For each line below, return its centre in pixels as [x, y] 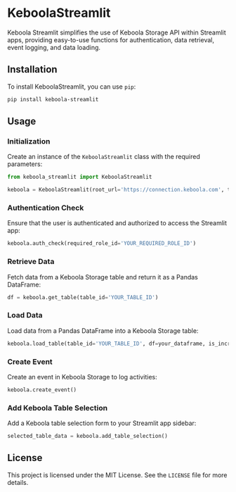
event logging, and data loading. [54, 47]
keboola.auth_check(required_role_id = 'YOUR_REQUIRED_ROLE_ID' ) [102, 244]
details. [18, 482]
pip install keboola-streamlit [53, 99]
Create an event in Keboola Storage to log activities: [83, 377]
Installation [32, 69]
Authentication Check [46, 208]
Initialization [29, 141]
